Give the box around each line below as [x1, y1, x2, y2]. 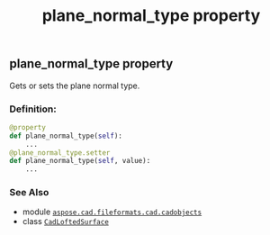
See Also [9, 186, 49, 199]
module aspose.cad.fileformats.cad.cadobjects [22, 206, 202, 217]
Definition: [9, 103, 57, 115]
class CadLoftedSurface [22, 216, 110, 227]
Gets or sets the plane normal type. [9, 80, 140, 91]
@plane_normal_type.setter [9, 148, 111, 158]
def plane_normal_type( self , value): [9, 157, 151, 166]
